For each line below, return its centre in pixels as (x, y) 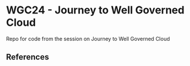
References (28, 57)
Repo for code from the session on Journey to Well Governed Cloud (88, 39)
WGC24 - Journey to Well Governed (95, 10)
